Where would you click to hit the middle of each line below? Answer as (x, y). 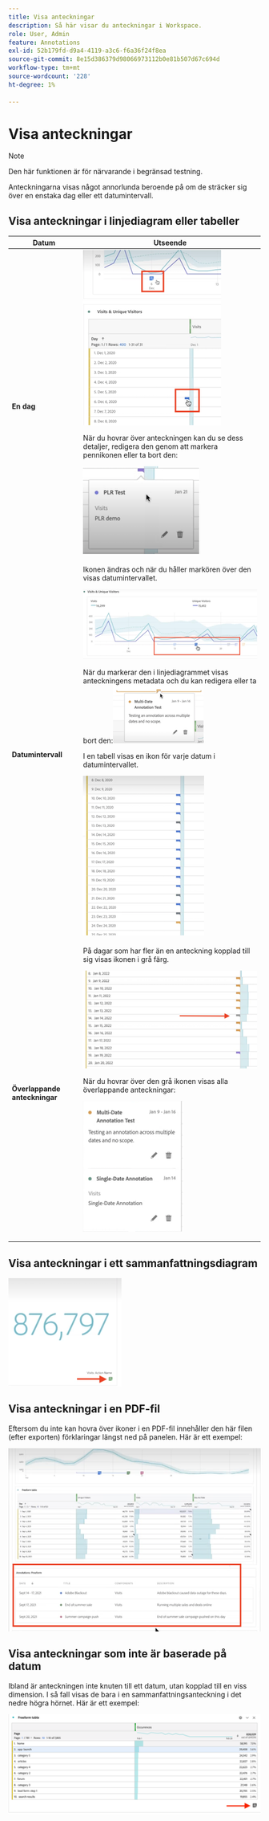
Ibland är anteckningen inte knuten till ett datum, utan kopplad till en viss (128, 1685)
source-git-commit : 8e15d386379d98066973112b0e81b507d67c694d (114, 59)
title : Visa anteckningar (51, 17)
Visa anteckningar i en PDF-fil (84, 1409)
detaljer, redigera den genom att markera (151, 446)
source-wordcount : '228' (50, 76)
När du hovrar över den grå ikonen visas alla (155, 1081)
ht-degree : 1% (32, 84)
